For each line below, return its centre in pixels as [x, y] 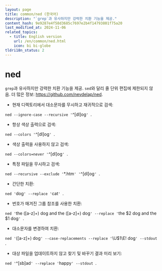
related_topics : [21, 32]
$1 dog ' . [15, 218]
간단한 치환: [23, 184]
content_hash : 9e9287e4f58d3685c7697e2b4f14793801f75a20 [64, 23]
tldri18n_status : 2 [25, 50]
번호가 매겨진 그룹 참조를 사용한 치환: [47, 204]
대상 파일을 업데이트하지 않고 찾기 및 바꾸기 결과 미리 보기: [67, 253]
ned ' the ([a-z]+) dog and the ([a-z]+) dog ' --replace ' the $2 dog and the [81, 213]
